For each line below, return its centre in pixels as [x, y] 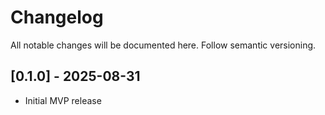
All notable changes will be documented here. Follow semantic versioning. [163, 45]
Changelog [57, 17]
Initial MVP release [63, 100]
